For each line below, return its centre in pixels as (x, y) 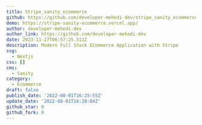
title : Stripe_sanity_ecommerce (47, 12)
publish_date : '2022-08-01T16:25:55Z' (55, 96)
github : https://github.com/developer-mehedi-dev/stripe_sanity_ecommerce (102, 17)
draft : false (23, 90)
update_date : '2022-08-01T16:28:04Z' (54, 101)
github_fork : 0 (25, 112)
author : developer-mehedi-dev (44, 29)
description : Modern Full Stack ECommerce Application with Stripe (93, 46)
